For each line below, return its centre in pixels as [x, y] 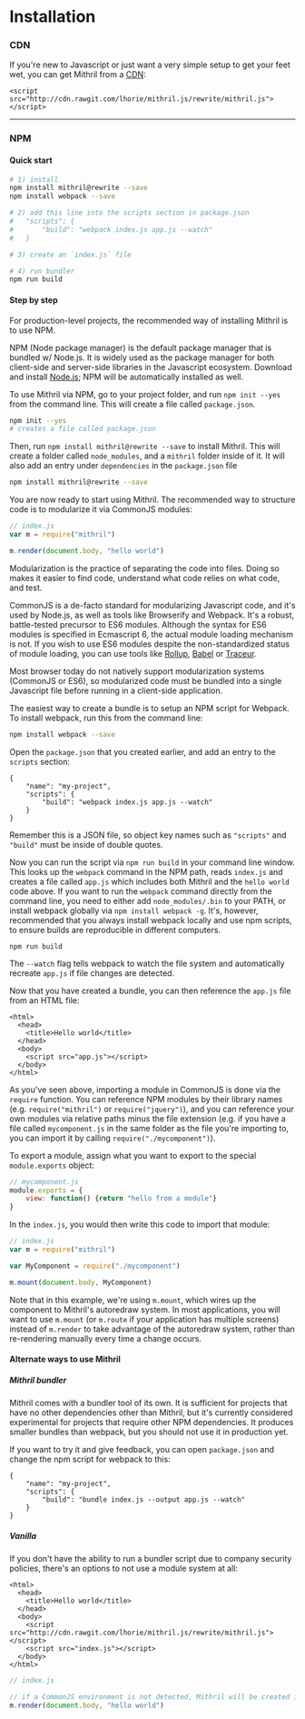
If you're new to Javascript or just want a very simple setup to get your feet [150, 65]
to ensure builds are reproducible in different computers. [115, 930]
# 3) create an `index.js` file [70, 255]
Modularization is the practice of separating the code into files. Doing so [144, 568]
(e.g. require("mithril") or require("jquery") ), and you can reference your [152, 1109]
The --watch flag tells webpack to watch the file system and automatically [147, 963]
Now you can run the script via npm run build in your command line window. [152, 862]
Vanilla [23, 1535]
